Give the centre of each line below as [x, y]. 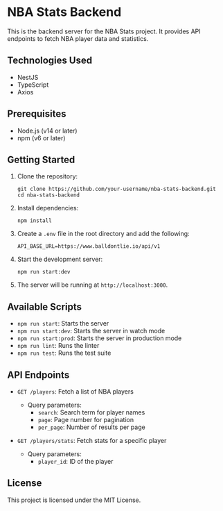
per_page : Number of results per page [91, 427]
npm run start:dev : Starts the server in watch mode [91, 331]
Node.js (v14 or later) [47, 131]
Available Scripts [44, 307]
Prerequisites [37, 114]
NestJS [28, 77]
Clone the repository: [47, 176]
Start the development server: [60, 259]
